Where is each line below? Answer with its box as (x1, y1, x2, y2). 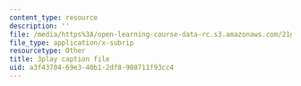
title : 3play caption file (9, 55, 110, 64)
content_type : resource (9, 13, 99, 22)
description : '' (9, 21, 70, 30)
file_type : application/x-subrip (9, 38, 134, 47)
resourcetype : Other (9, 47, 87, 56)
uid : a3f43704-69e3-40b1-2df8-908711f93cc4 (9, 64, 175, 73)
